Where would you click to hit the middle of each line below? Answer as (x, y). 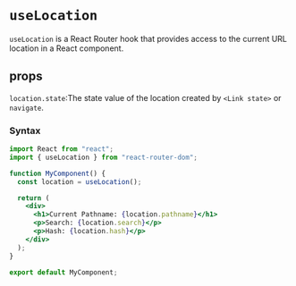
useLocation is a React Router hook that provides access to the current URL (148, 38)
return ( (34, 198)
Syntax (25, 130)
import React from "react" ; (62, 149)
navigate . (27, 107)
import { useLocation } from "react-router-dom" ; (104, 157)
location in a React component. (67, 48)
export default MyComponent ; (63, 272)
